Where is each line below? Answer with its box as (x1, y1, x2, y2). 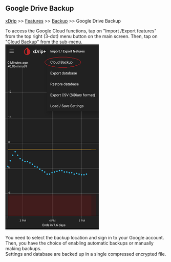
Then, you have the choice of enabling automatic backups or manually (5, 240, 154, 246)
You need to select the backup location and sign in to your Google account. (5, 234, 164, 240)
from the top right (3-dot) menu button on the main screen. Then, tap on (5, 33, 158, 39)
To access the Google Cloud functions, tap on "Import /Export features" (5, 28, 157, 34)
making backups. (5, 245, 42, 251)
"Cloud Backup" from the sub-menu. (5, 39, 83, 45)
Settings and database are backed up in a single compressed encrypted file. (5, 251, 166, 257)
